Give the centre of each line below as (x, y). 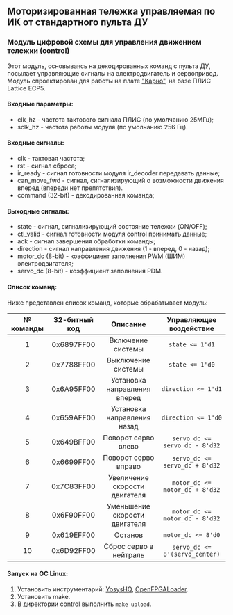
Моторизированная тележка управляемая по (111, 11)
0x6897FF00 (74, 344)
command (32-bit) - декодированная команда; (86, 195)
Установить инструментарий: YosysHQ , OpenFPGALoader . (103, 589)
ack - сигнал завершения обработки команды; (86, 241)
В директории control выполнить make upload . (84, 604)
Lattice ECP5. (26, 88)
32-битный (73, 319)
